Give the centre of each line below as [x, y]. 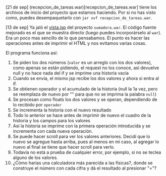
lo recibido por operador [37, 105]
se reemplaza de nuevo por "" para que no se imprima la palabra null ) [84, 94]
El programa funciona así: [32, 53]
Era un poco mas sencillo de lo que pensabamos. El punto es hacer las [78, 38]
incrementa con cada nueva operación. [53, 131]
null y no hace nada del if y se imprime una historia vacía [71, 73]
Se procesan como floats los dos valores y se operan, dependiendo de [85, 99]
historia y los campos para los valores [52, 121]
